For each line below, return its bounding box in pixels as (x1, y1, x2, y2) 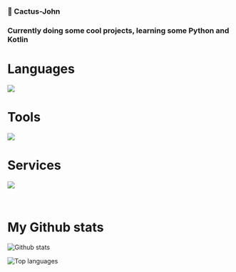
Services (7, 157, 62, 173)
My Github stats (7, 219, 104, 235)
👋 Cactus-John (7, 6, 61, 16)
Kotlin (7, 34, 29, 44)
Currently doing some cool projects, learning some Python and (7, 25, 230, 35)
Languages (7, 61, 75, 77)
